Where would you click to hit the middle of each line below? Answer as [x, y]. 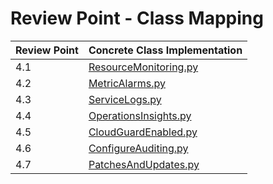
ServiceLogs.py [125, 99]
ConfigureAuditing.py [138, 148]
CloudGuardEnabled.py [143, 132]
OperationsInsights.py [140, 115]
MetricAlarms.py [127, 83]
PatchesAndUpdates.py [144, 164]
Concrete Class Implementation [165, 50]
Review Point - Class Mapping [137, 18]
